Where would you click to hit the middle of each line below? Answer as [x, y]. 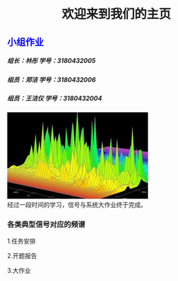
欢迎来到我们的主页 [116, 14]
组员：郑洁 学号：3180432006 [52, 80]
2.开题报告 [22, 255]
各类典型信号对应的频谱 [46, 224]
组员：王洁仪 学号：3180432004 [55, 98]
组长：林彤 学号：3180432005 [51, 61]
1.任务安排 [21, 241]
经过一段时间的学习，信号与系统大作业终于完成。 [77, 205]
